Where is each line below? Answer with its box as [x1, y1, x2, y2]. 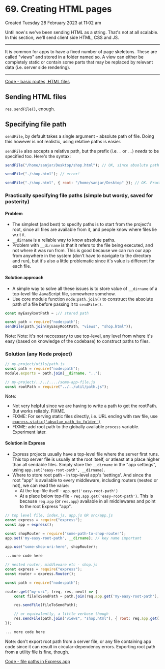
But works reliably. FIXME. [12, 408, 65, 414]
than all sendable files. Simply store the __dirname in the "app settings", [12, 462, 157, 468]
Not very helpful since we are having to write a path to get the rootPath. [12, 403, 157, 409]
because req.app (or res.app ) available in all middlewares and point [19, 498, 156, 504]
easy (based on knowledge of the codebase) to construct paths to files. [5, 338, 150, 344]
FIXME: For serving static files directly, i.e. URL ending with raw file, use [12, 413, 158, 419]
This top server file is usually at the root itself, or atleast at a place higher [12, 456, 160, 462]
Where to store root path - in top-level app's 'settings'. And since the [12, 472, 151, 478]
